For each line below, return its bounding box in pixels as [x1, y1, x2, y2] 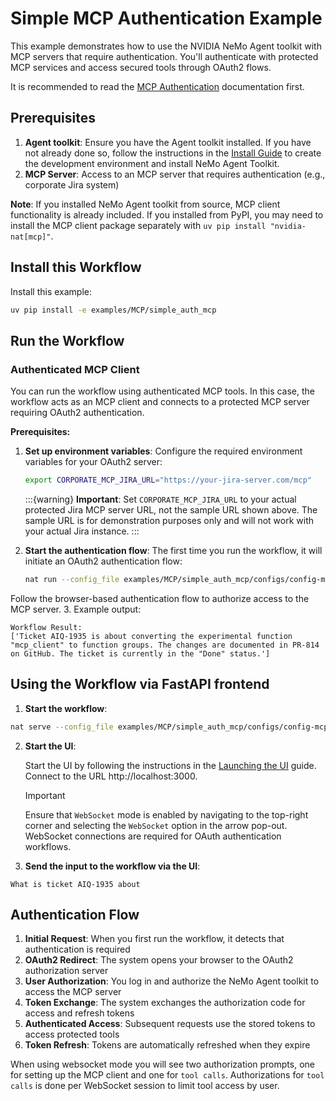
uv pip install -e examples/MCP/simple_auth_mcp [10, 305, 217, 315]
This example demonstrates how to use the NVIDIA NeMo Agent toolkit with [10, 40, 322, 52]
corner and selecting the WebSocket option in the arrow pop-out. [24, 819, 288, 831]
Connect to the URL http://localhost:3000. [24, 770, 198, 782]
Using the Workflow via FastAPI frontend [10, 676, 270, 693]
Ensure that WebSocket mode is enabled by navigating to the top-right [24, 808, 309, 821]
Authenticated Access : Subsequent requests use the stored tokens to [24, 1018, 316, 1030]
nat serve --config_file [10, 722, 114, 732]
